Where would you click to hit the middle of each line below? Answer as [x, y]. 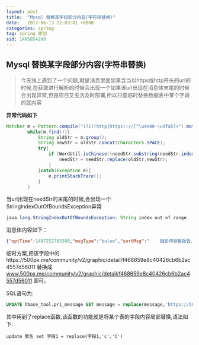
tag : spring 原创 [27, 34]
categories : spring [30, 28]
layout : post [22, 12]
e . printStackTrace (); [75, 176]
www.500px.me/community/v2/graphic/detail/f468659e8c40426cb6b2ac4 [98, 274]
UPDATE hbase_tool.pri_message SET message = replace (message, [86, 305]
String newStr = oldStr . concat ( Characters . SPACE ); [102, 143]
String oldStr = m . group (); [73, 137]
